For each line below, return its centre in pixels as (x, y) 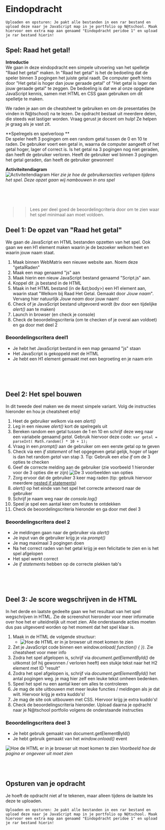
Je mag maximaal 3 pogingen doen (48, 543)
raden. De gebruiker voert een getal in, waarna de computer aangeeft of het (82, 144)
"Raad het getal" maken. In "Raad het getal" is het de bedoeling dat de (77, 72)
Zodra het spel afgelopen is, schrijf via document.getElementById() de (84, 657)
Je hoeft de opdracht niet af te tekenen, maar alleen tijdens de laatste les (80, 795)
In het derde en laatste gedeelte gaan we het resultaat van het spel (73, 611)
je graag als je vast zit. (28, 124)
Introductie (17, 62)
